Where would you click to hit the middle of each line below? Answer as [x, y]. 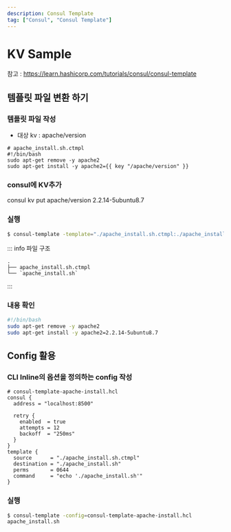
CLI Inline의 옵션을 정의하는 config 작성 [70, 377]
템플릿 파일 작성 [32, 119]
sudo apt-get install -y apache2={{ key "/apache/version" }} [98, 167]
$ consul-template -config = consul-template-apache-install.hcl [100, 515]
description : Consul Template [51, 13]
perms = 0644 [41, 470]
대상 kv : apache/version [52, 136]
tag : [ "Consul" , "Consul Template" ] [59, 20]
